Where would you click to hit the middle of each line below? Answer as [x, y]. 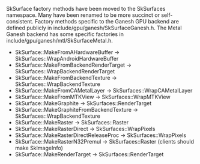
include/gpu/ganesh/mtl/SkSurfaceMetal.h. [59, 41]
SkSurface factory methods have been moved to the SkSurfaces [86, 9]
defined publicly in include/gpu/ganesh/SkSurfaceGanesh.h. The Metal [94, 28]
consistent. [20, 21]
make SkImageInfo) [39, 148]
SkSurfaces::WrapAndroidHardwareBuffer [67, 59]
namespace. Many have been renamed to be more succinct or [83, 15]
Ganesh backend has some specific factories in [65, 34]
